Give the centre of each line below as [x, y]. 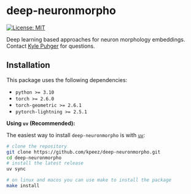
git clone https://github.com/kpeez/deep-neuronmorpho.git [84, 152]
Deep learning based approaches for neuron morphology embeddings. [96, 39]
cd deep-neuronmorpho [34, 158]
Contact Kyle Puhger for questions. [51, 46]
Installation [28, 65]
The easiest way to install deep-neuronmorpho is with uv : [76, 135]
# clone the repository [37, 146]
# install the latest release [45, 163]
